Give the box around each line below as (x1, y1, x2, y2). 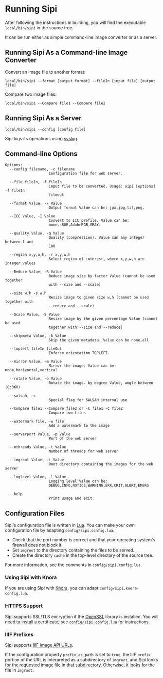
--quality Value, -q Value (9, 231, 64, 236)
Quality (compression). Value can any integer (48, 235, 145, 240)
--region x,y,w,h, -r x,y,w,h (9, 253, 71, 257)
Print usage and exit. (48, 496, 95, 501)
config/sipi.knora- (99, 586, 139, 591)
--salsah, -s (9, 393, 36, 399)
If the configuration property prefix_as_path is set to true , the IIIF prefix (5, 652, 151, 657)
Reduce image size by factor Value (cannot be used (48, 274, 156, 279)
